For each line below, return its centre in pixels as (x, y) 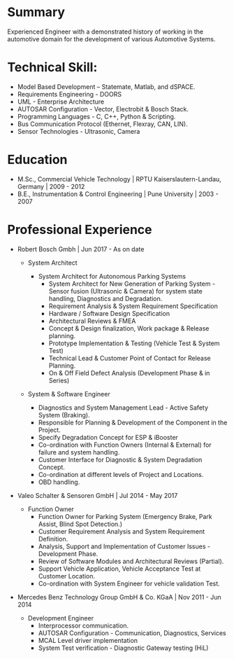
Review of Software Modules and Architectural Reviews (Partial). (131, 561)
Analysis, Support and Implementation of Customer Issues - (124, 546)
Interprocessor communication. (83, 625)
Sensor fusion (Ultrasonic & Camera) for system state (125, 291)
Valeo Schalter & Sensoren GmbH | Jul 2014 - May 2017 (97, 495)
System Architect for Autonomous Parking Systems (112, 276)
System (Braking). (64, 415)
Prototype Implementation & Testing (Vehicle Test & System (134, 343)
